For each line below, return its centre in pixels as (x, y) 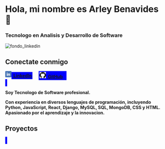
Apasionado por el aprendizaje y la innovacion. (55, 113)
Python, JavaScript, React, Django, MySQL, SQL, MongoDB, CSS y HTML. (83, 108)
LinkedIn (22, 76)
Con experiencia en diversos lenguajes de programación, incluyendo (78, 102)
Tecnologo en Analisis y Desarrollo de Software (64, 35)
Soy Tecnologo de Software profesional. (48, 93)
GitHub (55, 77)
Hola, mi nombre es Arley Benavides (82, 9)
